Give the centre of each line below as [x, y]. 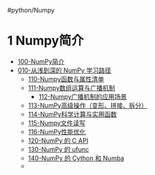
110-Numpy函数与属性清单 [66, 79]
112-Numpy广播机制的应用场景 [83, 96]
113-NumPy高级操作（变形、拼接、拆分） [88, 105]
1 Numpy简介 [46, 41]
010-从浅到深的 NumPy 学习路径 [64, 70]
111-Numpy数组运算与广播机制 [72, 88]
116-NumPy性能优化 [57, 131]
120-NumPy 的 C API [58, 141]
